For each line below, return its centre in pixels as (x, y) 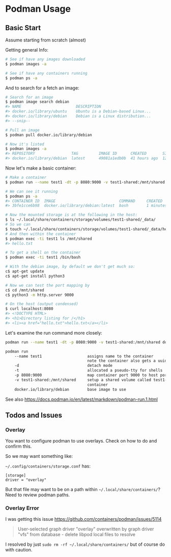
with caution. (19, 550)
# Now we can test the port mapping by (48, 285)
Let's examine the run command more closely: (54, 333)
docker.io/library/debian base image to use (70, 389)
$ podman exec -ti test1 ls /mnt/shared (49, 239)
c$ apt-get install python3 (35, 276)
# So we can (18, 224)
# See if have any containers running (46, 73)
